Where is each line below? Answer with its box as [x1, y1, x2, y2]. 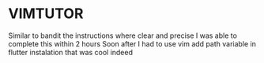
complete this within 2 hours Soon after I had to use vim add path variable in [8, 39, 257, 48]
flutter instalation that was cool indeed [8, 47, 133, 57]
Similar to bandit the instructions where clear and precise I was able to [8, 31, 237, 40]
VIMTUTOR [8, 5, 84, 23]
